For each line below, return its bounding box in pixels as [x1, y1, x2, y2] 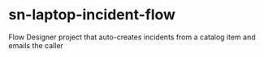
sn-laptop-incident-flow [8, 6, 176, 24]
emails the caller [8, 40, 63, 50]
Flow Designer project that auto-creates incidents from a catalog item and [8, 32, 256, 42]
